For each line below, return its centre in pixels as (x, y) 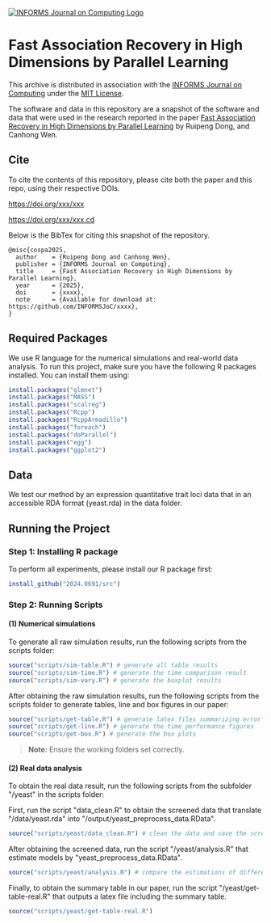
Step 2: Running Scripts (56, 605)
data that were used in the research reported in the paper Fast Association (132, 117)
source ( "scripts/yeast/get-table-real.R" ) (81, 912)
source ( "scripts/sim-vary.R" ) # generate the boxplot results (115, 680)
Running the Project (59, 528)
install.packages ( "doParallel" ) (63, 435)
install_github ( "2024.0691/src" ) (65, 584)
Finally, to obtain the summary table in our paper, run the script (113, 888)
